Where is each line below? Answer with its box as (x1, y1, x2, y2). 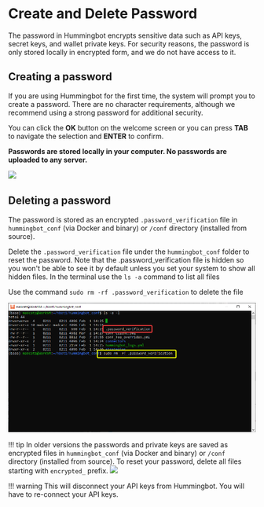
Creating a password (8, 70, 112, 83)
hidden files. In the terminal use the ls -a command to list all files (8, 272, 220, 281)
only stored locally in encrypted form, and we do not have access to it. (8, 47, 236, 57)
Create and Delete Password (8, 5, 198, 23)
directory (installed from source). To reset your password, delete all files (8, 457, 242, 466)
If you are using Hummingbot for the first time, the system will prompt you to (8, 91, 255, 101)
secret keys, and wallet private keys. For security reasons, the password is (8, 39, 250, 48)
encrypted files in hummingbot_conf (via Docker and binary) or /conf (8, 449, 225, 458)
